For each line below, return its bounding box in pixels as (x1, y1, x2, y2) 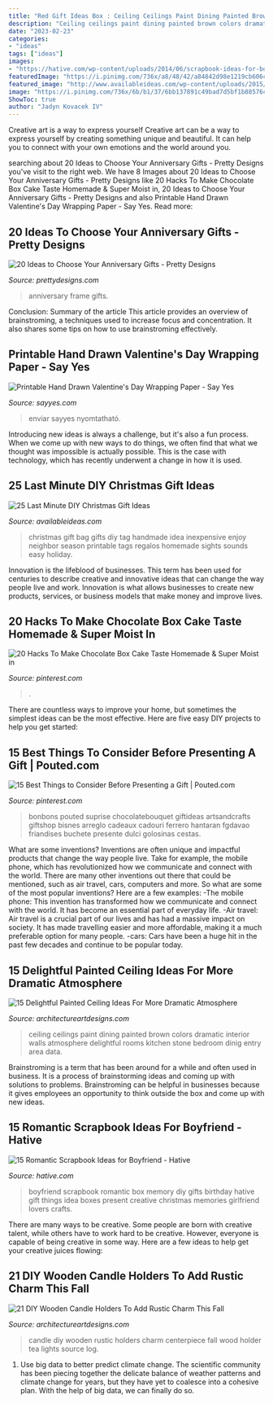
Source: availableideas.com (8, 516, 102, 526)
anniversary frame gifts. (28, 291, 109, 300)
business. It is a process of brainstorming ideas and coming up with (8, 1072, 236, 1081)
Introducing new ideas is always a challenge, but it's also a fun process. (8, 429, 249, 439)
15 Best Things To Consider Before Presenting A (8, 746, 256, 760)
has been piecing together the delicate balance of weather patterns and (19, 1368, 262, 1378)
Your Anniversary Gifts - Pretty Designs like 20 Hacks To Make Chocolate (8, 176, 254, 186)
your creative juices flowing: (8, 1245, 103, 1255)
